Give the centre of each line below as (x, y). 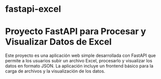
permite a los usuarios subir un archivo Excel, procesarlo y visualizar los (79, 61)
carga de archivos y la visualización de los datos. (55, 71)
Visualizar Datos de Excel (58, 42)
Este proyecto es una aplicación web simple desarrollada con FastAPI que (80, 55)
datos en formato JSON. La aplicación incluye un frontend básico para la (79, 66)
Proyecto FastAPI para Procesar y (76, 32)
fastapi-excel (33, 9)
